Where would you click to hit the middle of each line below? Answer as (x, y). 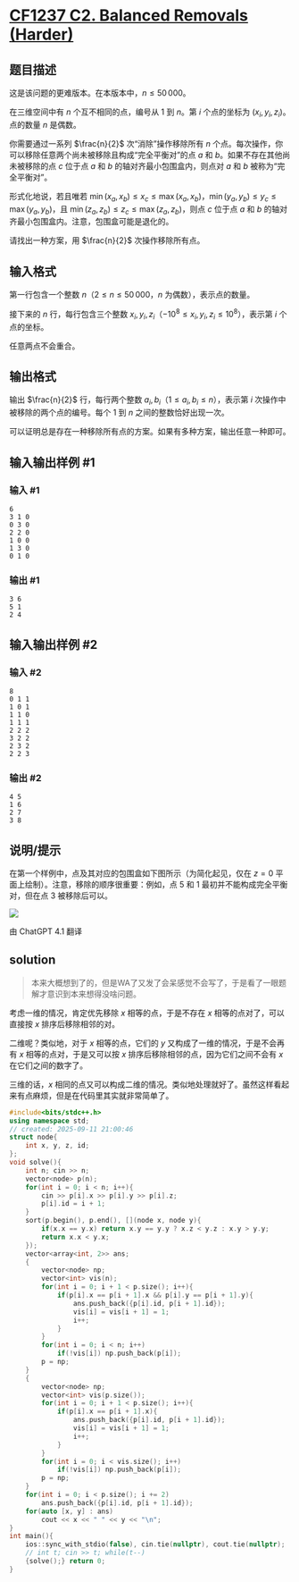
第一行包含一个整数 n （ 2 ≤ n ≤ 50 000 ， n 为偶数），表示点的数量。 (132, 295)
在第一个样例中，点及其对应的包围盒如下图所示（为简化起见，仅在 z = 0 (141, 873)
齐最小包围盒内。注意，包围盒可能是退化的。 (91, 222)
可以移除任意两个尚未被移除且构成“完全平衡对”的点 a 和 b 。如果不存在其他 (146, 155)
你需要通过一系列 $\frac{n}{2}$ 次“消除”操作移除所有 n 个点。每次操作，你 (146, 143)
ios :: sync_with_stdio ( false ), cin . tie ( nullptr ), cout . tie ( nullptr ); (155, 1544)
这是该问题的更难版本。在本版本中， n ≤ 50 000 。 (100, 93)
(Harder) (42, 34)
